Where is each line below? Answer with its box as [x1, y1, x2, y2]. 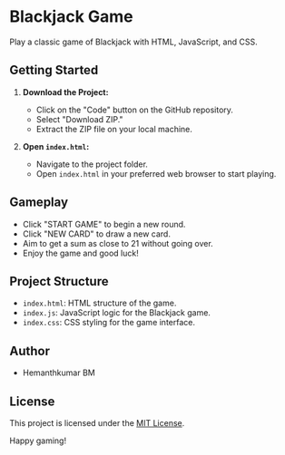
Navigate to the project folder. [35, 159, 148, 169]
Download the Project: [22, 86, 109, 97]
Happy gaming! [9, 435, 66, 446]
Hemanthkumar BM [22, 367, 95, 378]
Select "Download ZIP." [35, 113, 124, 124]
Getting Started [9, 63, 99, 78]
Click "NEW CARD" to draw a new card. [22, 228, 171, 239]
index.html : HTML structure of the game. [22, 297, 177, 309]
